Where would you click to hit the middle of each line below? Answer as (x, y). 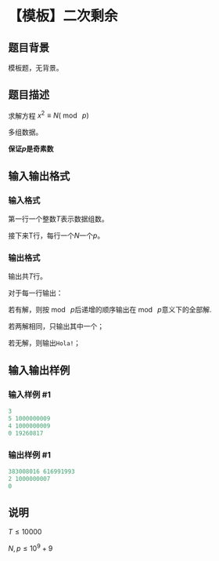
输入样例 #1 (29, 395)
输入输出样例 (39, 370)
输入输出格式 (39, 176)
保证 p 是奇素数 (31, 149)
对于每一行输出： (36, 293)
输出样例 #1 (29, 454)
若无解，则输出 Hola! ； (44, 343)
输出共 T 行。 (28, 276)
